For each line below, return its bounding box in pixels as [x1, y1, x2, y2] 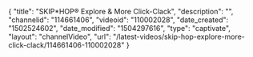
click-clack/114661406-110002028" [8, 40, 125, 50]
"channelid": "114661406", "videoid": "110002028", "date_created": [8, 15, 229, 25]
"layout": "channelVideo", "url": [8, 32, 112, 41]
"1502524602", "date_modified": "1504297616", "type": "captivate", [8, 24, 231, 32]
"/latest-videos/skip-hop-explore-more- [112, 32, 246, 41]
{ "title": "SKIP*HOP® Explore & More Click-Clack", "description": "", [8, 7, 234, 16]
